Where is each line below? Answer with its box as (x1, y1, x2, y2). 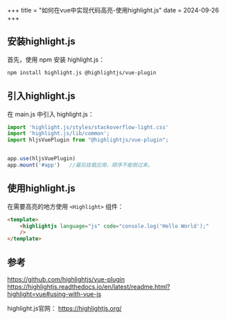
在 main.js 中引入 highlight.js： (7, 110, 94, 118)
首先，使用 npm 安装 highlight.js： (7, 55, 105, 64)
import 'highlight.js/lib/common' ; (7, 130, 110, 137)
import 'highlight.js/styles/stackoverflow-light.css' (7, 123, 169, 130)
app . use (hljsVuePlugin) (7, 155, 76, 162)
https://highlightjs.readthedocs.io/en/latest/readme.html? (7, 283, 171, 291)
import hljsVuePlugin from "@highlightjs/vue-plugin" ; (7, 137, 169, 144)
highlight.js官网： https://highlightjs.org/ (7, 304, 122, 312)
